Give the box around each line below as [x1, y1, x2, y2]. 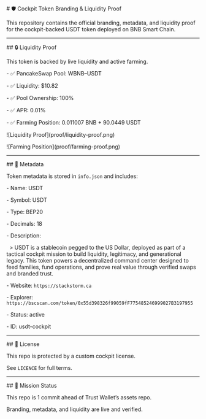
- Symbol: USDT [6, 196, 47, 204]
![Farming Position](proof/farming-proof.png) [6, 143, 121, 150]
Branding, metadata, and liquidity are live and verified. [6, 406, 143, 413]
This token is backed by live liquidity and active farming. [6, 58, 148, 65]
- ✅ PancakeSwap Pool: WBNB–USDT [6, 70, 102, 77]
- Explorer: [6, 294, 34, 301]
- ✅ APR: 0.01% [6, 107, 46, 113]
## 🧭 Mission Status [6, 382, 57, 389]
